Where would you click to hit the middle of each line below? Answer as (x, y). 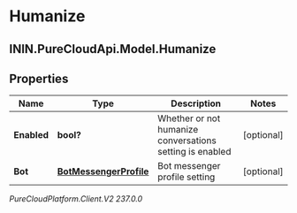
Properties (39, 78)
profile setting (187, 177)
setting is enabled (194, 152)
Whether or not (189, 118)
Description (196, 103)
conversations (187, 141)
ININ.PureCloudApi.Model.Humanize (113, 49)
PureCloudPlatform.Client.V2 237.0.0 (76, 199)
